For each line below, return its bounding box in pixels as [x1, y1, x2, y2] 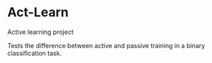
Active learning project [7, 28, 74, 36]
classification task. [7, 49, 62, 57]
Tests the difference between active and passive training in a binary [7, 41, 206, 50]
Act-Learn [7, 4, 69, 21]
